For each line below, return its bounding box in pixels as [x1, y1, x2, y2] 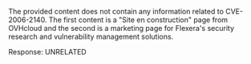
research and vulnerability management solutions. [8, 32, 174, 41]
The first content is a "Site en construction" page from [48, 15, 229, 24]
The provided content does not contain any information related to [8, 7, 225, 16]
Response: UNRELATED [8, 47, 87, 56]
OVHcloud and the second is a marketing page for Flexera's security [8, 24, 235, 32]
